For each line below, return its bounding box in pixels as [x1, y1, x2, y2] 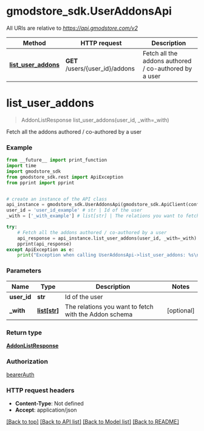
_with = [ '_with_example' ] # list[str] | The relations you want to [6, 213, 183, 219]
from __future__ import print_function [6, 157, 107, 164]
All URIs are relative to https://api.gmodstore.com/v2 [6, 24, 138, 32]
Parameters [6, 266, 41, 275]
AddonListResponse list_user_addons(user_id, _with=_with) [21, 116, 169, 123]
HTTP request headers [6, 386, 75, 395]
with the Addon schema [64, 310, 133, 319]
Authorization [6, 357, 49, 365]
